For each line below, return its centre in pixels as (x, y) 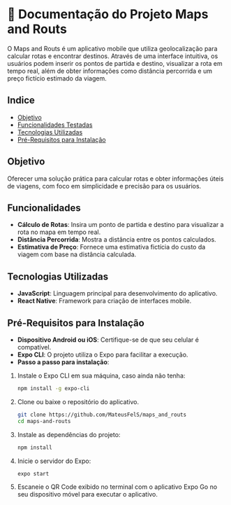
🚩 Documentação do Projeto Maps (108, 14)
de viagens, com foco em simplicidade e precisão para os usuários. (104, 186)
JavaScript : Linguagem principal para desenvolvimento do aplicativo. (117, 293)
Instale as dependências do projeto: (69, 434)
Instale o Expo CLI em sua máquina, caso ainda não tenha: (101, 375)
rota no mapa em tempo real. (59, 232)
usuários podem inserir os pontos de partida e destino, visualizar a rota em (115, 63)
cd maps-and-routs (44, 421)
